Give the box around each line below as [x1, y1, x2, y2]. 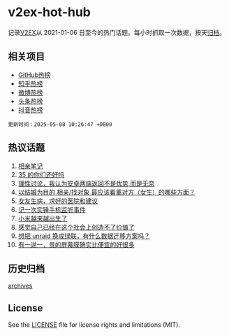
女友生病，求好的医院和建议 [17, 197, 98, 205]
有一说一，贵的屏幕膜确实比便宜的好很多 [17, 240, 135, 248]
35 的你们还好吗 [17, 170, 65, 178]
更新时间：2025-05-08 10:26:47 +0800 [8, 120, 112, 128]
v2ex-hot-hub [8, 4, 91, 20]
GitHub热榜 [17, 71, 51, 79]
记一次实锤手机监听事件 [17, 205, 86, 213]
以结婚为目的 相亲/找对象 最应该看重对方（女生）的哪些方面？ [17, 188, 195, 196]
